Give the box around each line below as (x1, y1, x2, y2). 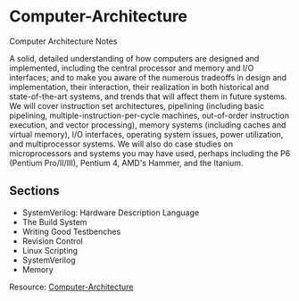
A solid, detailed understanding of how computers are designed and (9, 53, 260, 63)
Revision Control (21, 235, 83, 247)
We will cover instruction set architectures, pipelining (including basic (9, 100, 265, 111)
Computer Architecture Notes (9, 36, 118, 46)
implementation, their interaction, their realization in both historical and (9, 81, 270, 92)
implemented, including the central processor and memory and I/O (9, 63, 254, 73)
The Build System (21, 216, 87, 227)
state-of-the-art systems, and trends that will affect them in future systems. (9, 91, 287, 102)
